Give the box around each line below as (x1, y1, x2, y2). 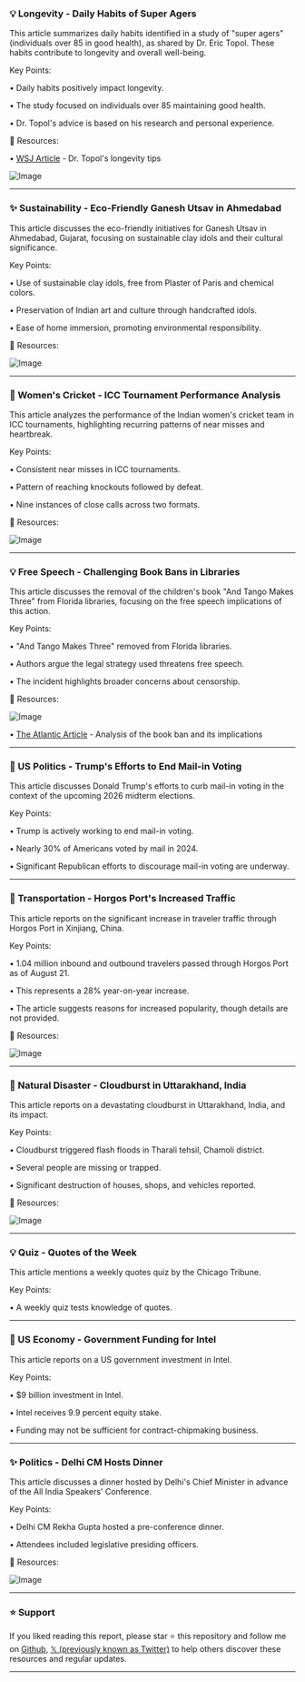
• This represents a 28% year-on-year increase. (9, 985, 190, 996)
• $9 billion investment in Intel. (9, 1389, 124, 1400)
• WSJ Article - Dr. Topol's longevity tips (9, 153, 162, 164)
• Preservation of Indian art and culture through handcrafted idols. (9, 304, 257, 316)
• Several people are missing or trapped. (9, 1163, 162, 1173)
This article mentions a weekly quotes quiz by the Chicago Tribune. (9, 1267, 261, 1278)
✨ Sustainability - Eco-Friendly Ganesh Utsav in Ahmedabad (9, 202, 282, 215)
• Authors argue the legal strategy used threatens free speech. (9, 659, 245, 670)
